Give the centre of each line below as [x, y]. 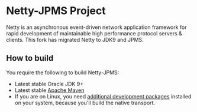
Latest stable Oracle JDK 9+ [49, 84]
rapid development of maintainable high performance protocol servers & [94, 33]
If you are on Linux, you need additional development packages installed [103, 96]
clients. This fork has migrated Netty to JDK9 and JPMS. [75, 39]
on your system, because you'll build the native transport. [85, 103]
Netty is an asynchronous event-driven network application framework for [97, 27]
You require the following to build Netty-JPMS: [63, 73]
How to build [30, 58]
